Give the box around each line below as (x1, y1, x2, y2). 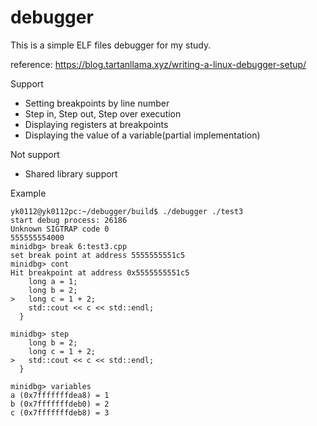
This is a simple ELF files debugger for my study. (10, 39, 212, 51)
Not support (10, 148, 60, 160)
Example (10, 187, 47, 199)
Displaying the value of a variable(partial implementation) (24, 129, 261, 141)
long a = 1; (28, 276, 78, 286)
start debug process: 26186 (10, 215, 128, 225)
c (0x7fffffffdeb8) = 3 (10, 407, 110, 418)
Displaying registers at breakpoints (24, 118, 169, 130)
